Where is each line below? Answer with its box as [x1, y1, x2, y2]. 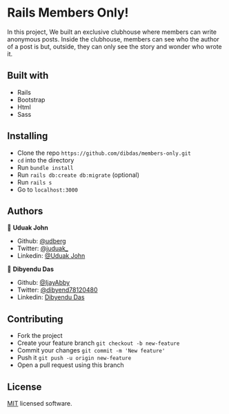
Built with [7, 70, 49, 82]
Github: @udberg [17, 237, 67, 245]
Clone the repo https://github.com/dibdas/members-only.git [17, 149, 191, 157]
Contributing [7, 313, 63, 325]
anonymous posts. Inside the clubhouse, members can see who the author [7, 35, 219, 43]
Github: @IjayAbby [17, 279, 70, 287]
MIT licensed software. [7, 399, 72, 407]
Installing [7, 130, 48, 142]
